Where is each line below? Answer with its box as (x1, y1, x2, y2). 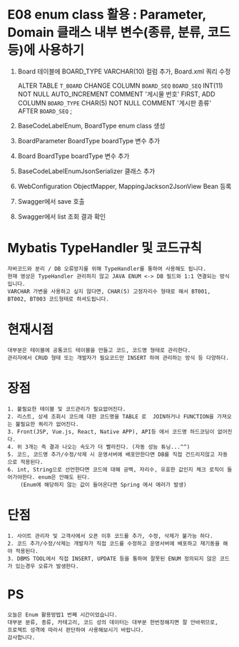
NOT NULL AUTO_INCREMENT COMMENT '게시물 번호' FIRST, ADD (17, 90, 215, 98)
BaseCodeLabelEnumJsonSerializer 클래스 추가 (17, 167, 156, 175)
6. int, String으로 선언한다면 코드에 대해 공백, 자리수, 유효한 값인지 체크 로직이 (7, 466, 225, 473)
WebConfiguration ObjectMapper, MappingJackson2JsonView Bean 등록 (17, 182, 232, 190)
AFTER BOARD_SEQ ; (17, 106, 73, 115)
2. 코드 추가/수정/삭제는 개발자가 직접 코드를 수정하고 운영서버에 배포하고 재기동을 (7, 539, 220, 547)
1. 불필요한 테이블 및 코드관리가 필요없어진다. (7, 405, 126, 413)
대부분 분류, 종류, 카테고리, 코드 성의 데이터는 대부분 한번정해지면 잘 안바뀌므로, (7, 618, 219, 626)
